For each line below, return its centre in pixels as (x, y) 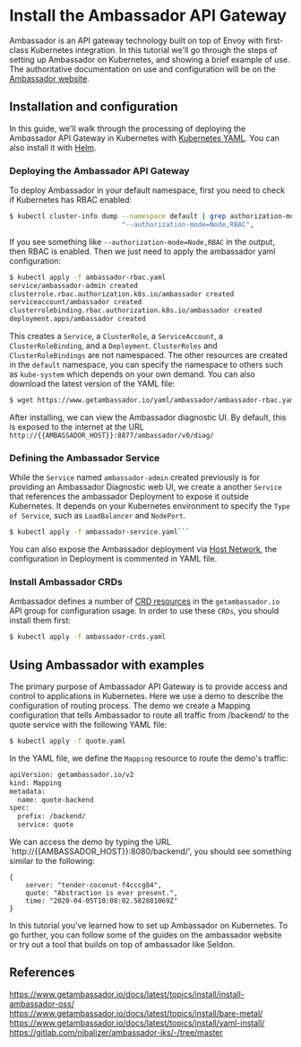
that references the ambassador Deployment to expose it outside (129, 497)
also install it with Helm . (53, 147)
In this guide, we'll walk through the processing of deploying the (128, 128)
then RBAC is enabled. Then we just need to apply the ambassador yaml (142, 251)
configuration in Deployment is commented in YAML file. (113, 559)
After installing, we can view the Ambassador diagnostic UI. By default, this (148, 417)
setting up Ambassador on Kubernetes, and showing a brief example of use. (150, 59)
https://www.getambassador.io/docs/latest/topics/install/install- (127, 994)
